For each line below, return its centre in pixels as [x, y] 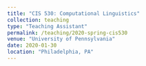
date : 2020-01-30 [32, 45]
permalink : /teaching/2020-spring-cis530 [67, 33]
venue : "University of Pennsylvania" [61, 39]
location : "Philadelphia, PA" [51, 52]
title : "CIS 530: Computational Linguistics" [73, 13]
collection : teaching [38, 20]
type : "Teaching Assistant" [48, 26]
